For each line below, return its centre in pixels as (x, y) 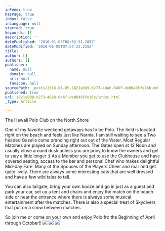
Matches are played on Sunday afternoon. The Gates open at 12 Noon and (81, 145)
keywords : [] (19, 33)
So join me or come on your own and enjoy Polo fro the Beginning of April (80, 217)
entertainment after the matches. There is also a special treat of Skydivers (80, 202)
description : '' (22, 38)
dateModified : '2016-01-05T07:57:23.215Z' (49, 46)
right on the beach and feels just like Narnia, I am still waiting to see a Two (81, 135)
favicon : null (24, 83)
